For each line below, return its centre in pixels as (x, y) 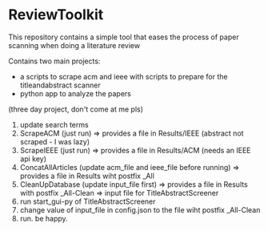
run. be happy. (44, 218)
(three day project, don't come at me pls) (76, 109)
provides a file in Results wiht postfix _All (87, 176)
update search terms (54, 124)
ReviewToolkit (56, 15)
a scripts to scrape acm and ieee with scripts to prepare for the (124, 76)
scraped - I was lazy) (55, 141)
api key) (33, 159)
